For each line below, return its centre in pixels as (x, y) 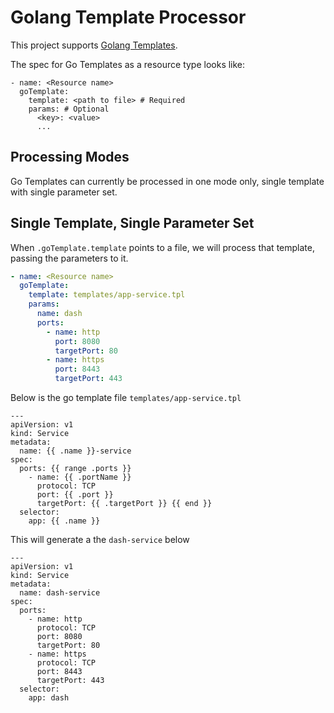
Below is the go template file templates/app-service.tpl (126, 398)
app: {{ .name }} (64, 521)
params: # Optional (69, 109)
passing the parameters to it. (69, 258)
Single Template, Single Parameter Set (132, 223)
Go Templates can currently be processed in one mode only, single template (167, 181)
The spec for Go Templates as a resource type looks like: (128, 64)
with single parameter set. (64, 192)
